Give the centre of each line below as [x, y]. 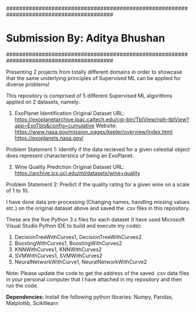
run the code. [22, 285]
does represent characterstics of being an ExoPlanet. [70, 155]
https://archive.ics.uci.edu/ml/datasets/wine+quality [77, 173]
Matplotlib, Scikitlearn [32, 303]
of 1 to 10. [18, 190]
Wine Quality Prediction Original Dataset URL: [69, 167]
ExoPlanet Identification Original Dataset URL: [69, 113]
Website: [106, 126]
